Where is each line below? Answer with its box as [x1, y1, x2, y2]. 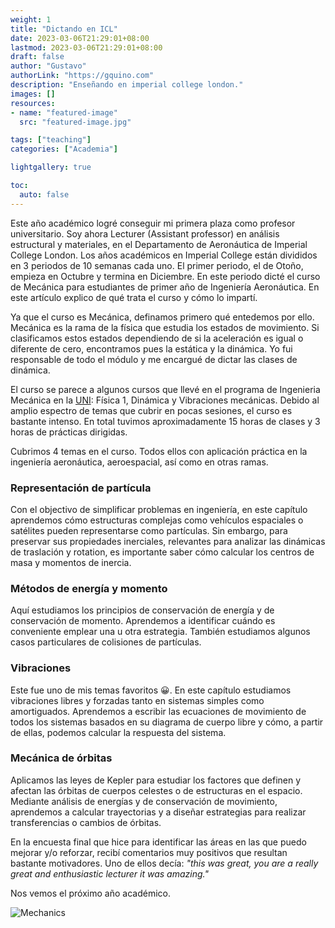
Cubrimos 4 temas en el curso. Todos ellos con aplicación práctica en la [10, 445, 308, 457]
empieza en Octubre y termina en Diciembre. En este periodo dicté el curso [10, 270, 321, 282]
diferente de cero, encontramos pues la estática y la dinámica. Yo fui [10, 342, 293, 355]
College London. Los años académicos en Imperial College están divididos [10, 249, 318, 261]
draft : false [10, 52, 65, 62]
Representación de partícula [10, 481, 152, 495]
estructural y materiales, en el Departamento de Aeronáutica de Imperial [10, 238, 308, 250]
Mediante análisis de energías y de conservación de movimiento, [10, 795, 278, 807]
